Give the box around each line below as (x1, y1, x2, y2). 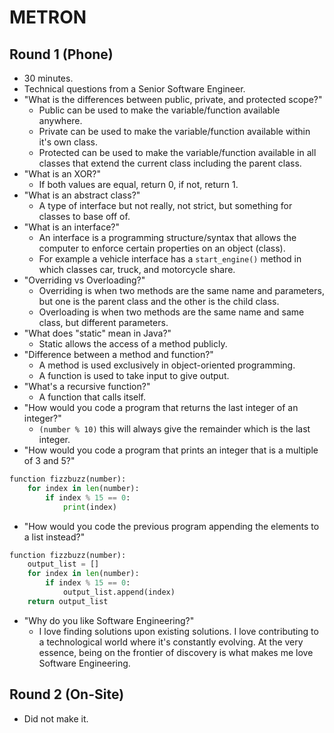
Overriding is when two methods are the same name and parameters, (38, 285, 325, 296)
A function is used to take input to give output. (38, 370, 230, 381)
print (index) (62, 502, 117, 512)
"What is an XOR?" (23, 168, 102, 180)
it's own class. (38, 136, 98, 148)
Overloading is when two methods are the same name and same (38, 306, 305, 318)
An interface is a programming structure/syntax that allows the (38, 232, 297, 243)
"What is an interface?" (23, 221, 120, 233)
